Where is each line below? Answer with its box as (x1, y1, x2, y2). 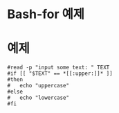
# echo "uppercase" (7, 82, 70, 89)
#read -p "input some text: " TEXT (7, 64, 110, 71)
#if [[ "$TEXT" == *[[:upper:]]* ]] (7, 70, 113, 77)
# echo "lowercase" (7, 94, 70, 101)
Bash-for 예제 (7, 6, 85, 22)
